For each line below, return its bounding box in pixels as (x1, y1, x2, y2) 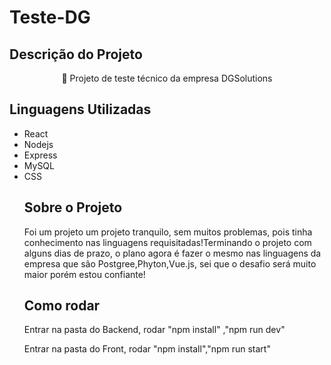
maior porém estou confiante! (23, 268, 146, 280)
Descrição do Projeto (9, 46, 143, 63)
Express (23, 149, 58, 161)
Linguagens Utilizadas (9, 101, 152, 118)
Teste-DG (9, 6, 91, 29)
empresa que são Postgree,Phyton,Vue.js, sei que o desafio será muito (23, 257, 317, 270)
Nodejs (23, 138, 54, 150)
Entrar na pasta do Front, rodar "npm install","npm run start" (23, 343, 271, 355)
